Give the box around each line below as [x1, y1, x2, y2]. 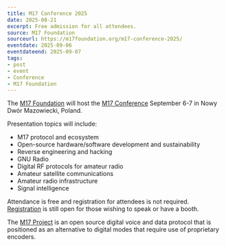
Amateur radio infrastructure [16, 177, 98, 186]
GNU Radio [16, 155, 49, 164]
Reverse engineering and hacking [16, 148, 113, 156]
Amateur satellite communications [16, 170, 114, 178]
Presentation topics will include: [7, 120, 98, 128]
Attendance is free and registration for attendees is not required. [7, 197, 190, 206]
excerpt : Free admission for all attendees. [7, 23, 137, 30]
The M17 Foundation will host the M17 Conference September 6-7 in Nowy [7, 99, 218, 107]
